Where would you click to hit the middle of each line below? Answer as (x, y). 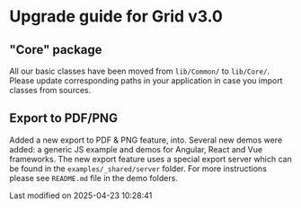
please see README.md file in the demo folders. (93, 178)
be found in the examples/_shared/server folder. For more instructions (138, 169)
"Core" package (56, 50)
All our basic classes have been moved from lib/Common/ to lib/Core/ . (140, 71)
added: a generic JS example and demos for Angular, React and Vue (136, 149)
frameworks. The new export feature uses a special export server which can (150, 159)
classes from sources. (50, 90)
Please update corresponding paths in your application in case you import (146, 81)
